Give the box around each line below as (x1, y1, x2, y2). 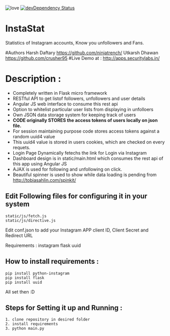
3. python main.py (5, 326, 44, 331)
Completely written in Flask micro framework (12, 90, 107, 96)
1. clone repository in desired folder (5, 317, 90, 322)
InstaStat (5, 23, 45, 34)
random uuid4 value (12, 133, 55, 139)
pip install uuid (5, 280, 42, 285)
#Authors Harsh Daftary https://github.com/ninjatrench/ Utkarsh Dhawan (5, 49, 158, 56)
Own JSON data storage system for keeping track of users (12, 112, 136, 118)
